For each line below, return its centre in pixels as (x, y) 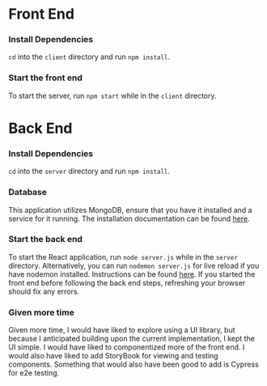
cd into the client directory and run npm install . (89, 57)
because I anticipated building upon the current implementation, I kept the (131, 339)
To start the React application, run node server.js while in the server (123, 257)
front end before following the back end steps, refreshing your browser (127, 282)
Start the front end (46, 78)
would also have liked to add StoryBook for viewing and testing (113, 356)
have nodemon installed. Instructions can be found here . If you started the (132, 274)
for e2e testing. (34, 373)
